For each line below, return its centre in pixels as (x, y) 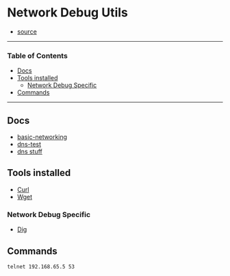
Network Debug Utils (68, 13)
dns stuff (30, 151)
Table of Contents (38, 55)
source (27, 32)
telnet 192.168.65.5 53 (41, 266)
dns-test (29, 145)
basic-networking (42, 137)
